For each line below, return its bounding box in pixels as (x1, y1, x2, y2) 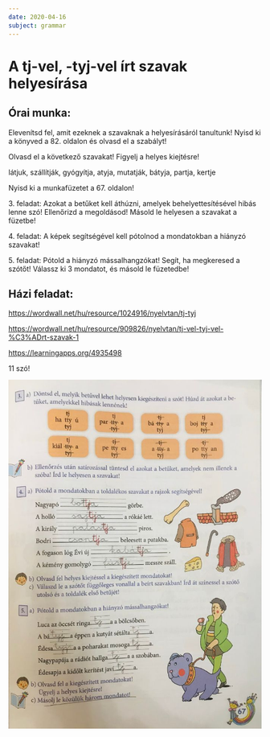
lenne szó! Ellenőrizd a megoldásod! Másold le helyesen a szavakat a (8, 207, 237, 216)
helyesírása (8, 74, 88, 93)
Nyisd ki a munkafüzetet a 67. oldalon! (8, 183, 135, 192)
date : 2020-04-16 (8, 13, 67, 21)
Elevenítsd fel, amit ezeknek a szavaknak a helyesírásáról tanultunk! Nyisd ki (8, 127, 261, 137)
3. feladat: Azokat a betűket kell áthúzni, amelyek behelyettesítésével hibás (8, 198, 257, 208)
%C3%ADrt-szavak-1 (8, 332, 79, 342)
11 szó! (8, 364, 31, 373)
